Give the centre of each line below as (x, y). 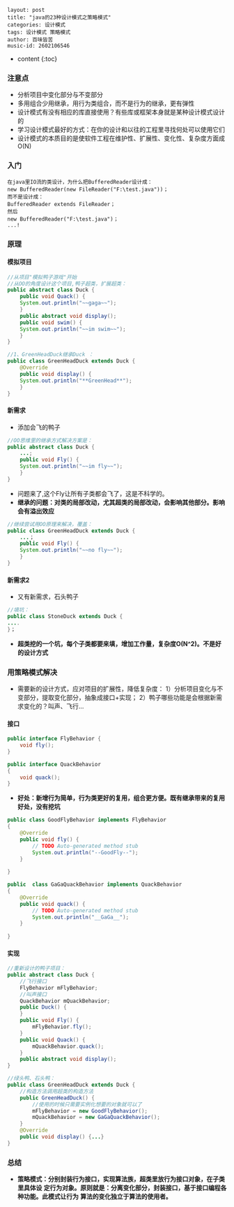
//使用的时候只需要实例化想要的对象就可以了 (87, 1104)
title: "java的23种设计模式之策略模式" (59, 17)
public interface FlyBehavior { (54, 739)
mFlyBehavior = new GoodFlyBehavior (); (90, 1111)
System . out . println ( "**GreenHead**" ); (76, 381)
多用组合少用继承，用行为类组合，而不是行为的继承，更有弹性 (106, 103)
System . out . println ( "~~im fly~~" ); (71, 467)
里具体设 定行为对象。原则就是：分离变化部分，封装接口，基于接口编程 (119, 1188)
